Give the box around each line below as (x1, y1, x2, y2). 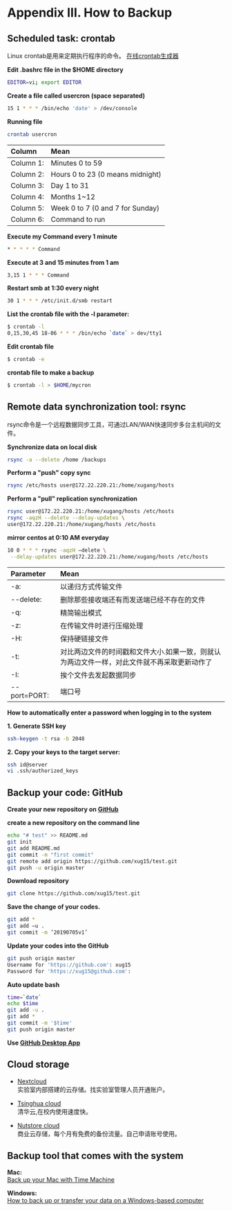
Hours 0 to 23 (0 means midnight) (50, 169, 162, 179)
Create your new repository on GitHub (7, 805, 119, 814)
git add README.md (7, 844, 60, 852)
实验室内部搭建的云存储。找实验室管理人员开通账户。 (17, 1085, 169, 1093)
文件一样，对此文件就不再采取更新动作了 (80, 657, 213, 667)
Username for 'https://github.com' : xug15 (7, 961, 131, 968)
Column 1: (10, 158, 45, 168)
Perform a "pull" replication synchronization (7, 494, 138, 503)
